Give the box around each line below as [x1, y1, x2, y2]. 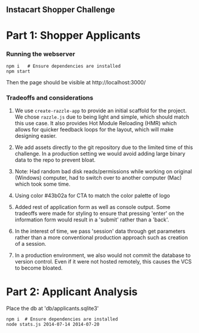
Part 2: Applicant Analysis [6, 285, 138, 299]
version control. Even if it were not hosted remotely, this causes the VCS [14, 258, 192, 265]
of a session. [14, 240, 46, 248]
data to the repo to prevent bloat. [14, 157, 96, 164]
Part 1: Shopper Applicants [6, 28, 141, 42]
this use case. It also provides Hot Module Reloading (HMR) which [14, 120, 177, 127]
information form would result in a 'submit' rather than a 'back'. [14, 216, 169, 223]
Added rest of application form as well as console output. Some [14, 204, 170, 211]
